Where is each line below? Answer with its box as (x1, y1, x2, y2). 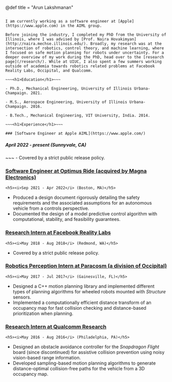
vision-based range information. (12, 355, 81, 361)
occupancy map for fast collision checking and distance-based (12, 305, 146, 311)
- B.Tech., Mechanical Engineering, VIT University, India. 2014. (5, 113, 150, 118)
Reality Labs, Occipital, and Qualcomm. (5, 68, 93, 73)
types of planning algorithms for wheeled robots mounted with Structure (12, 288, 166, 294)
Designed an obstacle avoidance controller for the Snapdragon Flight (12, 344, 160, 350)
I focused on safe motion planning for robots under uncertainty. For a (5, 50, 164, 55)
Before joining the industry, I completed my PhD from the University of (5, 32, 167, 37)
